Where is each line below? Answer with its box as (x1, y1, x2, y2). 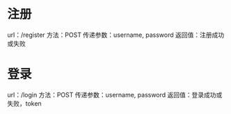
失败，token (7, 99, 42, 108)
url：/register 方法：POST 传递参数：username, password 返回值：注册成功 (7, 31, 225, 39)
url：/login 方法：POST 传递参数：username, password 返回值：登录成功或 (7, 90, 223, 99)
